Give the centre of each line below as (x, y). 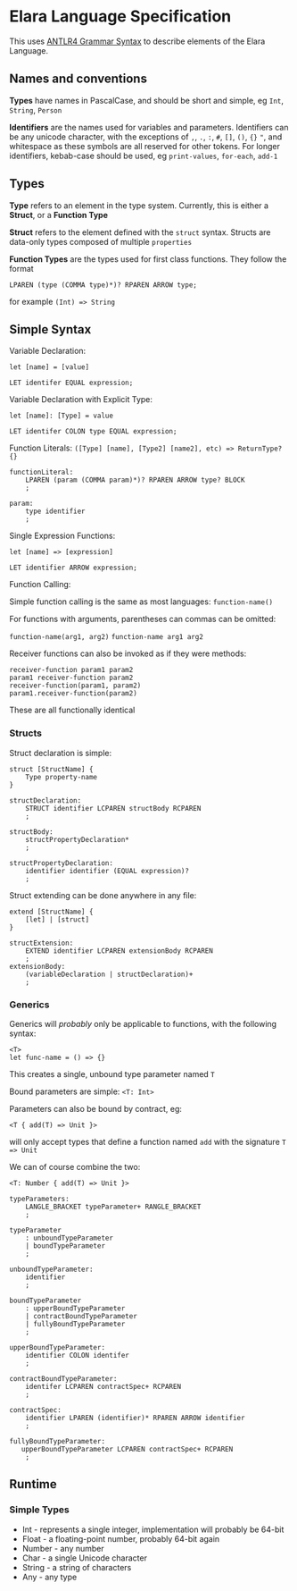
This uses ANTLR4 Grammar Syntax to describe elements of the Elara (137, 41)
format (21, 268)
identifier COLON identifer (77, 1355)
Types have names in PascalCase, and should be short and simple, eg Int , (146, 100)
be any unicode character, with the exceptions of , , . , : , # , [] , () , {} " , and (146, 137)
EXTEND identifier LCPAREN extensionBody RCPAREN (120, 951)
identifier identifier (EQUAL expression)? (107, 871)
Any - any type (49, 1577)
